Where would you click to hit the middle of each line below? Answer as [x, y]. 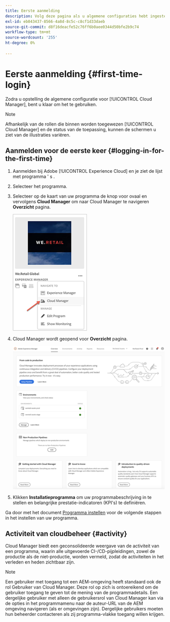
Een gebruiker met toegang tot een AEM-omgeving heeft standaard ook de [83, 582]
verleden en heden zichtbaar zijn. [40, 562]
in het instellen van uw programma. [42, 518]
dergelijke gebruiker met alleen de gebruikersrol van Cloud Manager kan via [84, 598]
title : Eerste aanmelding [32, 11]
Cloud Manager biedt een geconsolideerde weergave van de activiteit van [82, 546]
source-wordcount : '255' [31, 38]
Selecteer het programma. [40, 186]
